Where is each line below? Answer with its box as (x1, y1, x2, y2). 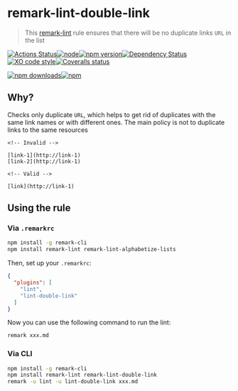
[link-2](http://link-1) (7, 158, 81, 165)
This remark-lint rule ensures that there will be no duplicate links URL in (24, 28, 232, 37)
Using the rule (7, 202, 71, 214)
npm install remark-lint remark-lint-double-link (7, 371, 158, 379)
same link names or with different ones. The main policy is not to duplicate (7, 118, 225, 126)
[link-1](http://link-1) (7, 151, 81, 159)
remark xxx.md (7, 332, 50, 339)
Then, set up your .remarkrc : (7, 259, 92, 268)
